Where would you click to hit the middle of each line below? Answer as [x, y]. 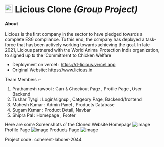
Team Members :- [23, 80]
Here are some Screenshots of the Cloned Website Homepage [68, 125]
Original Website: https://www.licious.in [52, 70]
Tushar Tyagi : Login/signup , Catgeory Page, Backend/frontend [77, 99]
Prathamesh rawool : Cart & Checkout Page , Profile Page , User [77, 89]
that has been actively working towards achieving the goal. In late [83, 45]
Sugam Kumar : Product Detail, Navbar [51, 110]
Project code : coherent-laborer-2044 [44, 140]
